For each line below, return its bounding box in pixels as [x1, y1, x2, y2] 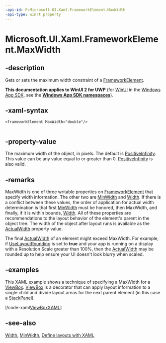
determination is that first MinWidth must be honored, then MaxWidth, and [5, 205, 158, 211]
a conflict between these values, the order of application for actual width [5, 199, 154, 205]
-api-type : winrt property [5, 12, 61, 17]
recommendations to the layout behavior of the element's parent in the [5, 215, 150, 221]
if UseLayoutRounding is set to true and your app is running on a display [5, 240, 154, 246]
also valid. [5, 161, 26, 167]
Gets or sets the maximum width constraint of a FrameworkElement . [5, 77, 145, 83]
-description [5, 64, 45, 72]
